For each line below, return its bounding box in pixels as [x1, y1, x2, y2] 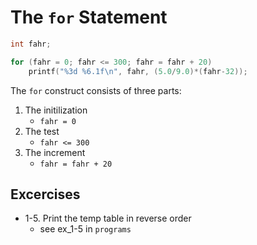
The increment [24, 146, 86, 158]
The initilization [24, 104, 88, 116]
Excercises [10, 186, 81, 203]
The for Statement [10, 6, 168, 29]
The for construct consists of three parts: [10, 84, 182, 96]
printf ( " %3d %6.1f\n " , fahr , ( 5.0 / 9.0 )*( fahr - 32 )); [28, 66, 248, 76]
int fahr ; [10, 39, 52, 49]
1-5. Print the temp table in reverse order [24, 212, 192, 225]
